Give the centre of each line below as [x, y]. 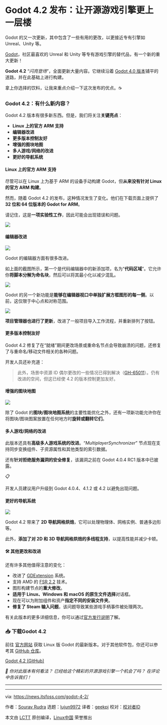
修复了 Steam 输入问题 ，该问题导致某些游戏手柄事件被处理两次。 [79, 606]
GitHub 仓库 [27, 651]
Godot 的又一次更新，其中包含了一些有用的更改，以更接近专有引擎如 [75, 37]
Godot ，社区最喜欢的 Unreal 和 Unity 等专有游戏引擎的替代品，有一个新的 [81, 54]
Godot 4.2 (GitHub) [25, 661]
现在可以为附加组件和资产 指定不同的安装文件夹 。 [62, 600]
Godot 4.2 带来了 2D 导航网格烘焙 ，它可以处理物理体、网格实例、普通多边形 [83, 522]
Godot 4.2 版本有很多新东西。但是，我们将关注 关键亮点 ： [64, 116]
